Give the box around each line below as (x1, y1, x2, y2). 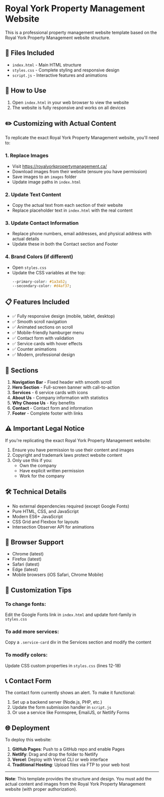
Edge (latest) (12, 567, 38, 573)
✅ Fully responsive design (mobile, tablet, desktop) (12, 313, 115, 319)
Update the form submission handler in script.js (12, 705, 112, 710)
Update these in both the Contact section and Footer (12, 241, 118, 247)
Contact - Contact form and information (12, 405, 93, 411)
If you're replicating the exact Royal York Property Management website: (5, 437, 151, 443)
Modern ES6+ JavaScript (12, 513, 63, 519)
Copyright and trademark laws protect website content (12, 452, 123, 458)
